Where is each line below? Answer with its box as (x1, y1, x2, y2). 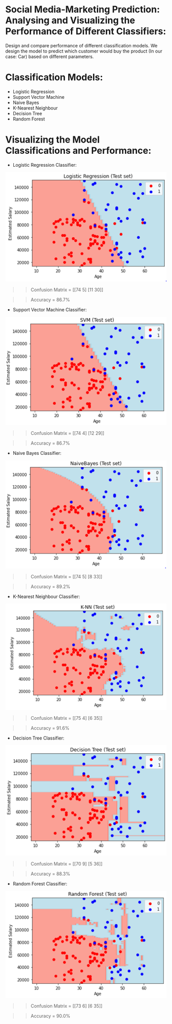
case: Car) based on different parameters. (5, 53, 94, 60)
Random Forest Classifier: (12, 880, 68, 887)
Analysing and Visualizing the (5, 14, 136, 26)
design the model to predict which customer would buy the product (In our (5, 48, 163, 54)
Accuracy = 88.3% (30, 871, 71, 877)
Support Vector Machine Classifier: (12, 307, 87, 313)
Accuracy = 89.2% (30, 583, 71, 590)
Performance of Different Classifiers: (5, 26, 166, 37)
